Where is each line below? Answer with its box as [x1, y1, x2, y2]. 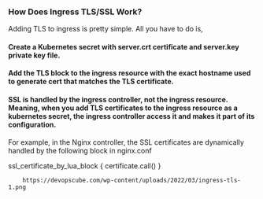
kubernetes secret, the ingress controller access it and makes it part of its [8, 112, 255, 121]
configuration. [8, 120, 57, 130]
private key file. [8, 50, 61, 60]
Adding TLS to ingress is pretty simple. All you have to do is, [8, 24, 203, 34]
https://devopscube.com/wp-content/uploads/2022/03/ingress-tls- [22, 176, 242, 184]
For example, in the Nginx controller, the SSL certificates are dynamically [8, 137, 244, 147]
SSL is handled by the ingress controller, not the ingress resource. [8, 95, 228, 105]
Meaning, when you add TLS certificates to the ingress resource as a [8, 103, 238, 112]
